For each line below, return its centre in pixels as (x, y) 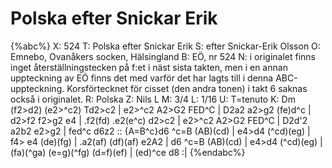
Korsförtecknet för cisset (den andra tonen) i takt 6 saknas (187, 88)
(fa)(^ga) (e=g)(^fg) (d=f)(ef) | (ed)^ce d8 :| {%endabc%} (128, 152)
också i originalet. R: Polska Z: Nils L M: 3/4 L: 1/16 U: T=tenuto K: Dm (153, 99)
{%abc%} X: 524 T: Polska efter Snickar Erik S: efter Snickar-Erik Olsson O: (165, 46)
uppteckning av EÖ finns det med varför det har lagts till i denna (142, 78)
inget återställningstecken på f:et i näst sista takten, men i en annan (149, 67)
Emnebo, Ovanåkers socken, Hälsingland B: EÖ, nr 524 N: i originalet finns (163, 56)
